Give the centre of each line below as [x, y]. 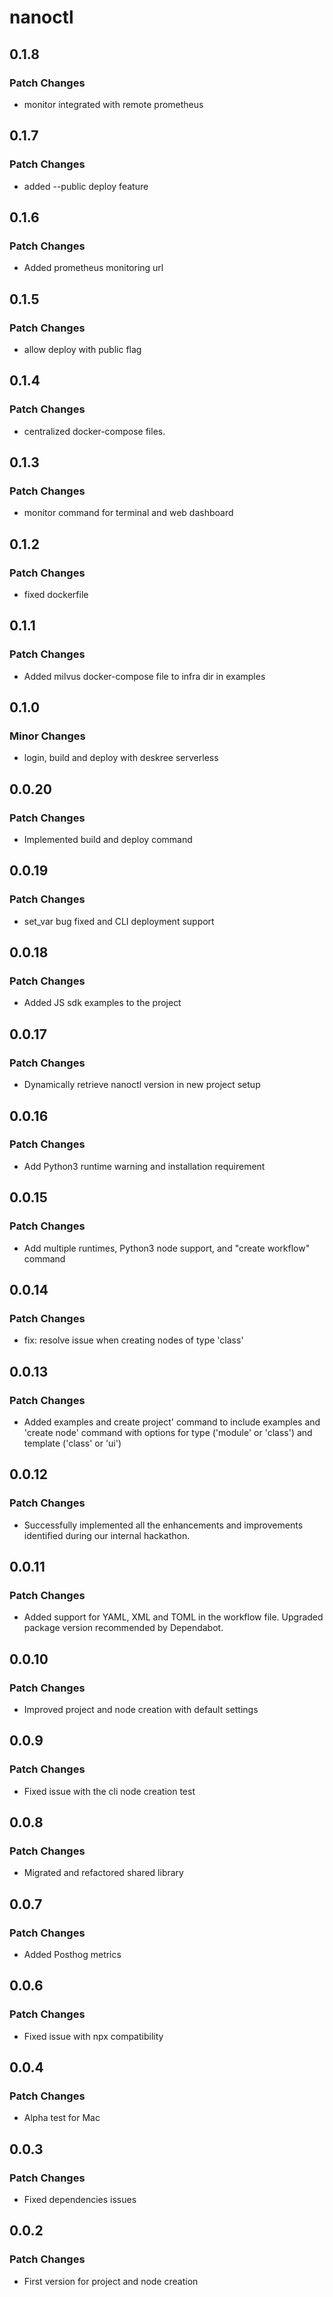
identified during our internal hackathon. [107, 1535]
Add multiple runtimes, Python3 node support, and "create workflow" [167, 1248]
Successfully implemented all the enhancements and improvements [163, 1525]
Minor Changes [47, 736]
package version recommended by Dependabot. [123, 1628]
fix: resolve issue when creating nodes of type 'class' [133, 1340]
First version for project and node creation [111, 2281]
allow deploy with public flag [82, 349]
